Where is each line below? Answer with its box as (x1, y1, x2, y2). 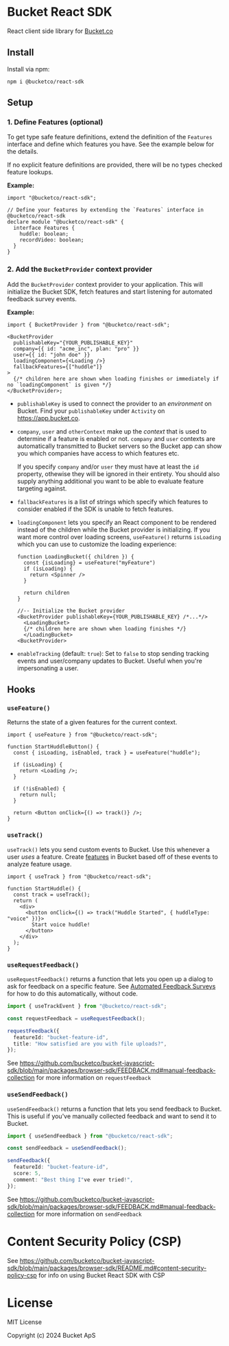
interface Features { (13, 224, 75, 232)
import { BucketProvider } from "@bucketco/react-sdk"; (7, 321, 170, 328)
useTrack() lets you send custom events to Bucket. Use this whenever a (7, 845, 210, 853)
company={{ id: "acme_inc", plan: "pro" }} (13, 345, 139, 352)
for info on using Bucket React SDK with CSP (38, 1271, 165, 1279)
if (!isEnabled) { (13, 786, 67, 792)
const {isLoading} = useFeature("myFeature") (23, 559, 156, 566)
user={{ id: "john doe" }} (13, 351, 91, 358)
